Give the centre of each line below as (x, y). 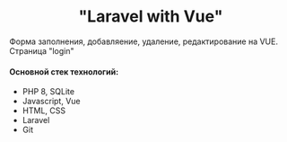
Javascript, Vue (51, 102)
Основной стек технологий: (64, 71)
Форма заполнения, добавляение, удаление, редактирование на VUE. (143, 41)
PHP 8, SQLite (48, 92)
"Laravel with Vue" (151, 17)
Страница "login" (42, 50)
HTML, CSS (43, 111)
